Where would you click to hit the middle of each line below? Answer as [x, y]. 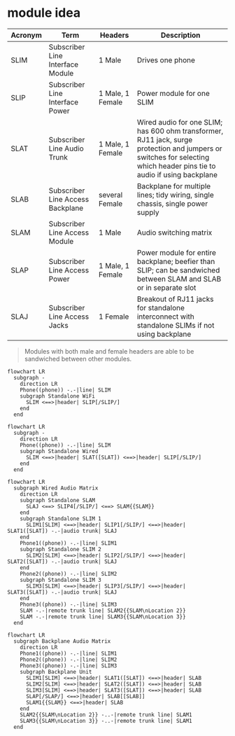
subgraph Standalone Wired [59, 451]
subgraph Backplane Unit [56, 672]
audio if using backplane [177, 174]
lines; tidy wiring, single [176, 195]
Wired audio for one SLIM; [179, 122]
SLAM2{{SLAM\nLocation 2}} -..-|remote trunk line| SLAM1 [106, 715]
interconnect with [165, 317]
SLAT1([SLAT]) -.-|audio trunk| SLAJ [62, 531]
